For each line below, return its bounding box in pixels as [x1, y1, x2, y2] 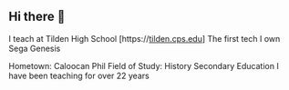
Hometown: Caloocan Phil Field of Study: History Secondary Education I [8, 60, 279, 71]
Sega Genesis [8, 43, 61, 54]
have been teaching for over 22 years [8, 70, 150, 81]
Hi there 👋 [8, 9, 66, 25]
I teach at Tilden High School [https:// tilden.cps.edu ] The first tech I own [8, 33, 281, 44]
